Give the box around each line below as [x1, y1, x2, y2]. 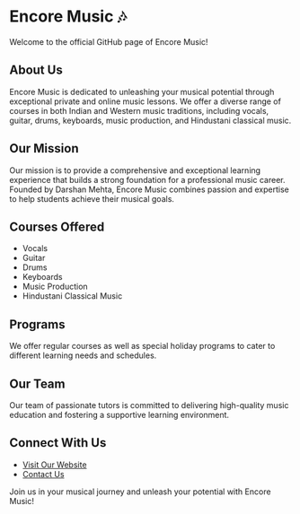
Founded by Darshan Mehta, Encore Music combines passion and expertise [9, 184, 290, 195]
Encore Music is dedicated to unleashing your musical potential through [9, 86, 275, 97]
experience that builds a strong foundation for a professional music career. [9, 174, 286, 185]
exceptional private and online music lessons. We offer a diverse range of [9, 96, 281, 107]
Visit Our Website [22, 459, 87, 470]
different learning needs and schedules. [9, 350, 157, 361]
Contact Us [22, 468, 65, 479]
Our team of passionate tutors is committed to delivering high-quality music [9, 400, 289, 410]
